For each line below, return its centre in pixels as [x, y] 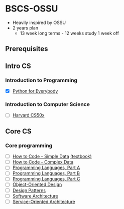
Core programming [29, 145]
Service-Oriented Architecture [44, 201]
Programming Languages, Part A [46, 167]
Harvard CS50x [28, 115]
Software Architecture [35, 196]
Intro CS [18, 66]
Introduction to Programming [41, 80]
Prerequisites [27, 49]
